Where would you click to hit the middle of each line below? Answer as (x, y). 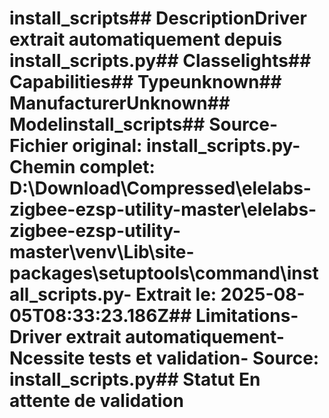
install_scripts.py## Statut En (135, 379)
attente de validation (96, 401)
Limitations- (247, 316)
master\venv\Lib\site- (102, 252)
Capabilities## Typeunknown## (145, 82)
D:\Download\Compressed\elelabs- (160, 188)
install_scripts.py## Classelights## (160, 61)
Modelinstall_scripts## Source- (144, 124)
